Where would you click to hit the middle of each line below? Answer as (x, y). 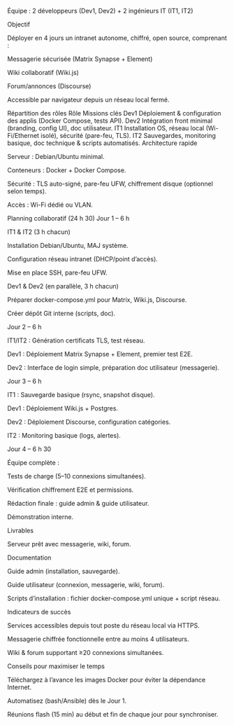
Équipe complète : (33, 463)
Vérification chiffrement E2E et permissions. (71, 490)
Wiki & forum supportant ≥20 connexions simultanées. (86, 652)
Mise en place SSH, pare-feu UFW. (57, 272)
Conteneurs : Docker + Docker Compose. (67, 170)
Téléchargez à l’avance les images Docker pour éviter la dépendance (107, 680)
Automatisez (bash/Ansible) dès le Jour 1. (67, 701)
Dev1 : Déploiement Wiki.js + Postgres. (63, 408)
